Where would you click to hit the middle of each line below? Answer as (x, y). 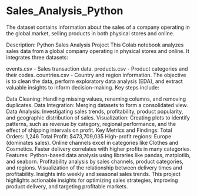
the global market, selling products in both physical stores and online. (90, 33)
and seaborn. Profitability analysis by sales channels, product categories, (95, 161)
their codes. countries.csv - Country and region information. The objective (96, 75)
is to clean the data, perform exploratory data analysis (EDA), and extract (95, 81)
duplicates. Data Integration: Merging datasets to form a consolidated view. (97, 105)
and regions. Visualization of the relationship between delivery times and (94, 167)
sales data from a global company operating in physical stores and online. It (98, 51)
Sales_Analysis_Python (65, 11)
